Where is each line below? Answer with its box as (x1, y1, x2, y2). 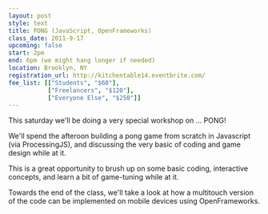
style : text (8, 19, 48, 27)
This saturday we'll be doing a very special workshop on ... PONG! (8, 115, 226, 125)
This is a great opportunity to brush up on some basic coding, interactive (8, 164, 249, 173)
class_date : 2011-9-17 (8, 34, 84, 42)
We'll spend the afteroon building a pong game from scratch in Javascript (8, 131, 251, 141)
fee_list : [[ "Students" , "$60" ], (8, 79, 120, 87)
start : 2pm (8, 49, 45, 57)
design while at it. (8, 148, 66, 158)
